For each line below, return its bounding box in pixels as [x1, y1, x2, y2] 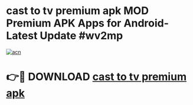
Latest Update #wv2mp [6, 29, 123, 42]
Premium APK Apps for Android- [6, 16, 169, 30]
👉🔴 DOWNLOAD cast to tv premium [6, 70, 187, 83]
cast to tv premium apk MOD [6, 4, 149, 18]
